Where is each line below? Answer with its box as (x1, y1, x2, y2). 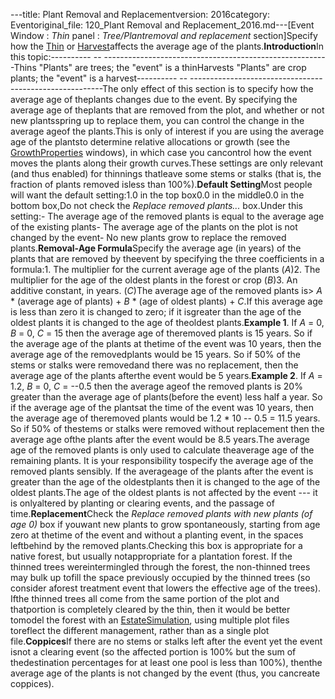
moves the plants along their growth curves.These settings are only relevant (10, 157, 324, 169)
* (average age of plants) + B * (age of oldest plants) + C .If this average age (10, 295, 323, 307)
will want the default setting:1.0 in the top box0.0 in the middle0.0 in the (10, 189, 305, 201)
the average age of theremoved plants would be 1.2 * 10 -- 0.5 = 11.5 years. (10, 412, 321, 424)
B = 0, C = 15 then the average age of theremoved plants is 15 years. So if (10, 327, 313, 339)
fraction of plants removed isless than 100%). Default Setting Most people (10, 179, 313, 190)
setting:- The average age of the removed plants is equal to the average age (10, 210, 325, 222)
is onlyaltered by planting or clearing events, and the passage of (10, 497, 275, 509)
